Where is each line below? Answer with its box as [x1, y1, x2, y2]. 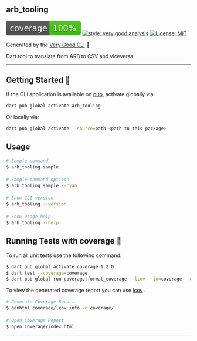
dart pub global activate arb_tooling [6, 103, 101, 109]
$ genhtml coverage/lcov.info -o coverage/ [6, 305, 114, 311]
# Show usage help [6, 214, 51, 220]
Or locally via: [6, 113, 39, 120]
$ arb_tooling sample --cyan [6, 183, 77, 188]
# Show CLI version [6, 195, 54, 201]
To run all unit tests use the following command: [6, 252, 122, 259]
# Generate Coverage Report [6, 299, 75, 305]
